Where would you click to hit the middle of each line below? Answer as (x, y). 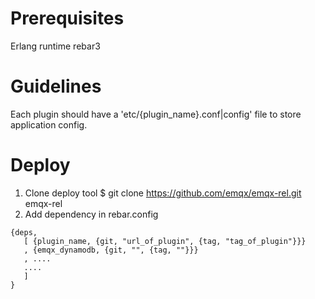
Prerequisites (67, 18)
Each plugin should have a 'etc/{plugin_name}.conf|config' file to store (156, 114)
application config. (49, 124)
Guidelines (56, 86)
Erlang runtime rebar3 (55, 46)
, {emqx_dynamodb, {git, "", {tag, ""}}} (111, 250)
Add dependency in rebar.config (91, 214)
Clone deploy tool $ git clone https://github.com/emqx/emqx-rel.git (163, 193)
